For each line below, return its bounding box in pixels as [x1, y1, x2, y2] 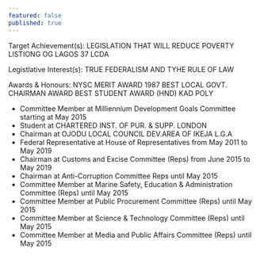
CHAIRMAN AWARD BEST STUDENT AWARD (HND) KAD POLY [8, 88, 214, 97]
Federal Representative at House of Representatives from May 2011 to [19, 137, 248, 147]
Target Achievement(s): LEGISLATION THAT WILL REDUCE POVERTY [8, 40, 235, 50]
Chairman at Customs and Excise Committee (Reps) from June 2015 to [19, 154, 250, 163]
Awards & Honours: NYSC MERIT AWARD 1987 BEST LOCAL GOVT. [8, 80, 227, 90]
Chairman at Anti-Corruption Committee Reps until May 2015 [19, 171, 218, 181]
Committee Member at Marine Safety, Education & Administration [19, 179, 233, 189]
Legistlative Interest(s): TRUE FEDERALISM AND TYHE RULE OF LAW [8, 64, 235, 74]
